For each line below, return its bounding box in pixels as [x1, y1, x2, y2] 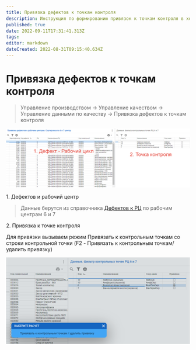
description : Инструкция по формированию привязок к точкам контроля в [6, 15, 184, 22]
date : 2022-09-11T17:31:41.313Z [6, 28, 85, 34]
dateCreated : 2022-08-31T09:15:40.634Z [6, 47, 103, 53]
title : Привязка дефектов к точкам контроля [6, 9, 116, 15]
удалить [6, 246, 26, 253]
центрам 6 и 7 [20, 211, 56, 218]
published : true [6, 22, 45, 27]
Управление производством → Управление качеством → [20, 104, 163, 111]
